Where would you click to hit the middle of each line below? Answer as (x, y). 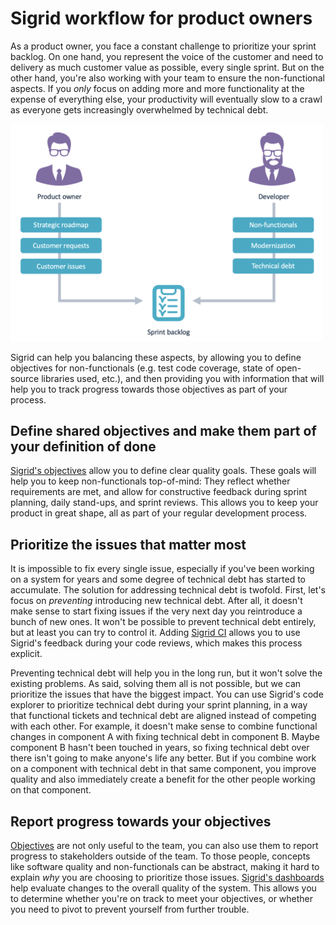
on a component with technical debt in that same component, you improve (163, 769)
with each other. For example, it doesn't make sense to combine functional (164, 726)
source (25, 378)
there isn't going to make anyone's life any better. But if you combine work (163, 758)
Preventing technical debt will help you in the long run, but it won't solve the (166, 673)
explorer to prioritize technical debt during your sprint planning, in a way (159, 705)
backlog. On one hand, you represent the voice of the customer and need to (167, 56)
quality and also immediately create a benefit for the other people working (163, 779)
